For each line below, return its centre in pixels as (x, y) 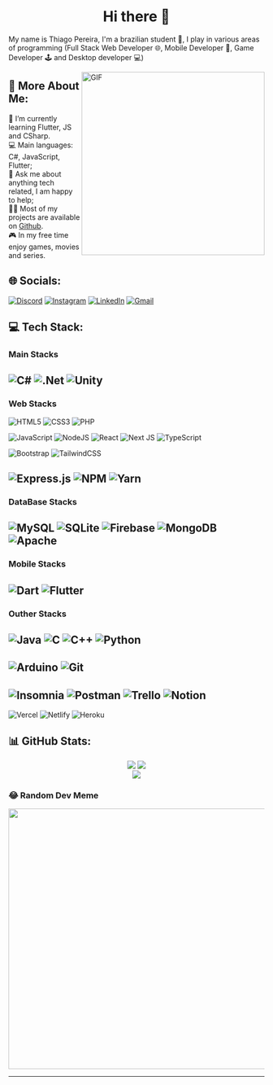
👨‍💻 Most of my (33, 208)
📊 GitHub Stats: (50, 741)
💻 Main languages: (41, 145)
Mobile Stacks (37, 564)
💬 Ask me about (35, 173)
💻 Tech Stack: (46, 327)
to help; (21, 199)
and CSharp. (30, 136)
